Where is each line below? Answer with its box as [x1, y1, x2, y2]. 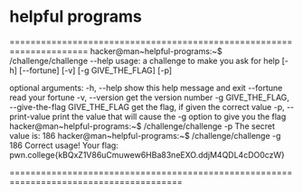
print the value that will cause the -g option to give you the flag [52, 111, 287, 122]
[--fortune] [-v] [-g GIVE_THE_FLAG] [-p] [19, 65, 173, 76]
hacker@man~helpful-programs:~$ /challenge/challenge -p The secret [9, 120, 276, 132]
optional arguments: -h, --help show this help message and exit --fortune [9, 82, 283, 93]
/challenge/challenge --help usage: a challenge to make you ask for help [9, 55, 280, 66]
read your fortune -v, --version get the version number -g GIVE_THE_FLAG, [9, 92, 289, 103]
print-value [9, 111, 51, 122]
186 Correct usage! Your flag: [9, 140, 119, 151]
